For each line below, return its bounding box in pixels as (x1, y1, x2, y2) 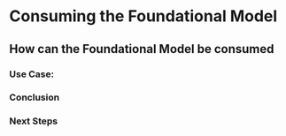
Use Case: (9, 68, 55, 80)
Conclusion (9, 91, 60, 103)
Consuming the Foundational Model (9, 6, 278, 26)
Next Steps (9, 115, 58, 127)
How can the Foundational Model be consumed (9, 42, 274, 57)
